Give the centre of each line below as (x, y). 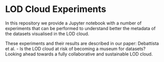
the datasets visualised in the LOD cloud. (47, 33)
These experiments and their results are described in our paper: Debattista (82, 43)
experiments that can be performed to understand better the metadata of (80, 28)
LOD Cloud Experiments (56, 9)
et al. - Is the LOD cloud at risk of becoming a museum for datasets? (75, 48)
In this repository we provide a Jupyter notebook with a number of (73, 23)
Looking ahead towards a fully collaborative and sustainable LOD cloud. (79, 54)
